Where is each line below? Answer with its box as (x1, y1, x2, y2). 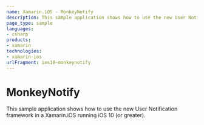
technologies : (6, 48, 42, 54)
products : (6, 37, 32, 43)
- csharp (6, 31, 29, 37)
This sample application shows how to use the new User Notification (6, 105, 178, 112)
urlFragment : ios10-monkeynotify (6, 59, 91, 65)
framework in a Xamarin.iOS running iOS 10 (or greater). (6, 112, 146, 119)
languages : (6, 25, 34, 32)
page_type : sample (6, 20, 53, 26)
